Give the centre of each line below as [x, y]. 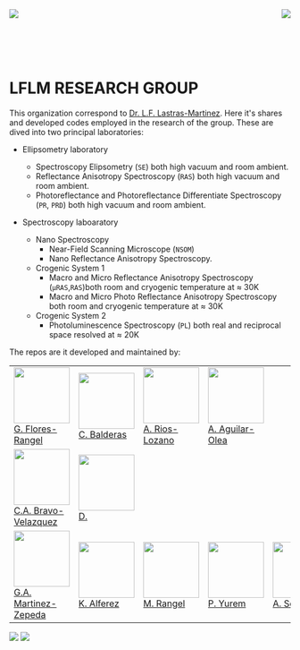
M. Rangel [164, 603]
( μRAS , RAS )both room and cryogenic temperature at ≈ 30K [154, 287]
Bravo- [49, 510]
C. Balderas [103, 434]
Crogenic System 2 [71, 315]
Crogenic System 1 [70, 268]
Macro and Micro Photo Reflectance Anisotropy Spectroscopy [163, 296]
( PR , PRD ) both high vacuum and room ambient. [121, 204]
